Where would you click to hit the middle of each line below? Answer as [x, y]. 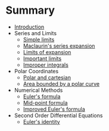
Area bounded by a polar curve [61, 83]
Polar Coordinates [36, 71]
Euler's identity [41, 121]
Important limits [42, 58]
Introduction [29, 27]
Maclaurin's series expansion [59, 46]
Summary [30, 10]
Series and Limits [35, 33]
